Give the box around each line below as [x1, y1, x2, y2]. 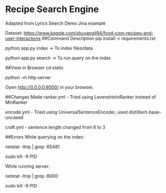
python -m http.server [5, 74, 51, 80]
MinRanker [5, 99, 28, 105]
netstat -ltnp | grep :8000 [5, 173, 58, 179]
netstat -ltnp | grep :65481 [5, 144, 60, 150]
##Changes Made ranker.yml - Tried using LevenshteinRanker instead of [5, 94, 156, 100]
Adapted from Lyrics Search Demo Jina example [5, 20, 106, 26]
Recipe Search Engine [5, 4, 99, 15]
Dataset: [5, 30, 23, 36]
